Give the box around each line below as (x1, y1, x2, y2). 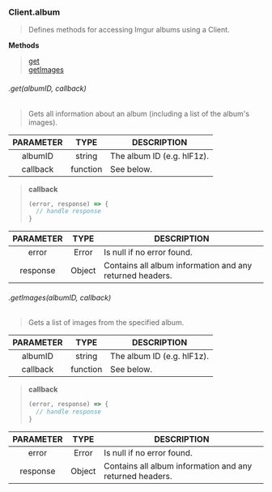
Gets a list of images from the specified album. (28, 318, 185, 327)
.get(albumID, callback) (8, 83, 87, 93)
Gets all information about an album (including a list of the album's (28, 109, 249, 118)
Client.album (8, 6, 61, 18)
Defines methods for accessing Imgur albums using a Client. (28, 25, 230, 35)
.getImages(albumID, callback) (8, 293, 112, 302)
